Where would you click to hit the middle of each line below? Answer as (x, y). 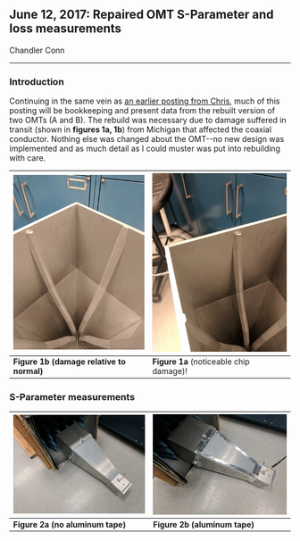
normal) (28, 371)
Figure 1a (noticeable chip (201, 362)
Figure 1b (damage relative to (70, 362)
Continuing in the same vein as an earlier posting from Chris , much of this (145, 101)
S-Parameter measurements (72, 396)
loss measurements (66, 29)
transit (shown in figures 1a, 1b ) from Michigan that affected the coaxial (141, 129)
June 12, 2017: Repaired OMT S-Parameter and (142, 15)
